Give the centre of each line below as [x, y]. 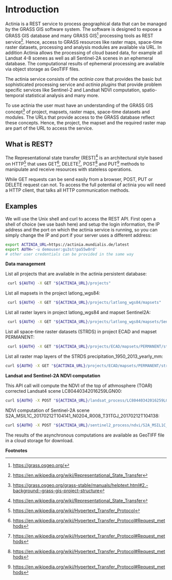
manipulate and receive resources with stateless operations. [69, 169]
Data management [25, 264]
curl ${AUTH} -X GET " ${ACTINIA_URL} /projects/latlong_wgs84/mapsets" [84, 303]
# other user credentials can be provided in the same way [70, 254]
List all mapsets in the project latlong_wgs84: [53, 293]
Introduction [32, 10]
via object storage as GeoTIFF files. [43, 69]
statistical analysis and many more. [62, 96]
